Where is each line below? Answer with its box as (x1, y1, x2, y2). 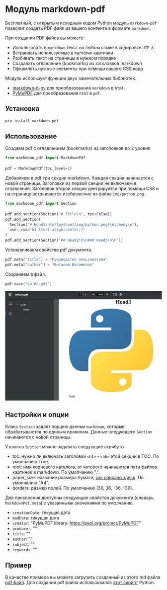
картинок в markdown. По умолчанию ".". (12, 469, 100, 475)
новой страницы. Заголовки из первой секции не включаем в (5, 180, 137, 186)
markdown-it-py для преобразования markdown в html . (12, 84, 125, 90)
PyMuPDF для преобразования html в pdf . (12, 90, 101, 96)
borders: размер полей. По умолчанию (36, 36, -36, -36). (12, 485, 133, 491)
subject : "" (12, 541, 35, 547)
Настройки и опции (5, 410, 69, 419)
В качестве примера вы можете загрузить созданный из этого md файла (5, 574, 161, 580)
